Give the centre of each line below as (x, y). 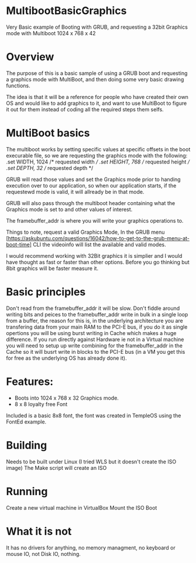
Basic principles (46, 292)
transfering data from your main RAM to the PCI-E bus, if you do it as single (97, 327)
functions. (18, 86)
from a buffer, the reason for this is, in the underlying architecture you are (94, 320)
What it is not (39, 531)
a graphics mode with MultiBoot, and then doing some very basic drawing (95, 79)
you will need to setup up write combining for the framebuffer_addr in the (94, 345)
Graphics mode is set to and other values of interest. (69, 209)
